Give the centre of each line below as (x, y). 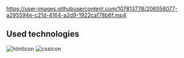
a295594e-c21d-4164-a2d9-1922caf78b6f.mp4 (66, 15)
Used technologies (43, 34)
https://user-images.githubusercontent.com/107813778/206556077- (92, 9)
